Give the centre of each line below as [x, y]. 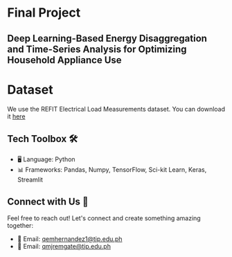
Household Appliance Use [65, 60]
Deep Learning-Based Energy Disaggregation [107, 38]
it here [16, 116]
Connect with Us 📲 [48, 201]
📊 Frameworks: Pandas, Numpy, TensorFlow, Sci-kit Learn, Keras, [112, 170]
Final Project [44, 13]
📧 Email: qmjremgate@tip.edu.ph [64, 247]
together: [20, 226]
